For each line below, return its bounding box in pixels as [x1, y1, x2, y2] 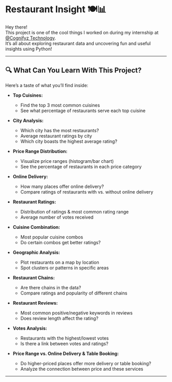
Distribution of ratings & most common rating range [20, 208, 129, 215]
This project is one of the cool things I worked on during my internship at [5, 29, 159, 35]
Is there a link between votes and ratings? [20, 341, 109, 347]
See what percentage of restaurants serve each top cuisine [20, 108, 146, 114]
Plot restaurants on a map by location [20, 259, 99, 265]
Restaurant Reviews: [12, 300, 58, 306]
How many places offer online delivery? [20, 183, 104, 189]
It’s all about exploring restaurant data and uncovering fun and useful [5, 40, 151, 46]
